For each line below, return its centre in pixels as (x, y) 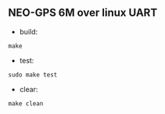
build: (29, 31)
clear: (29, 89)
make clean (26, 103)
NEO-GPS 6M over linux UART (83, 13)
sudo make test (33, 75)
